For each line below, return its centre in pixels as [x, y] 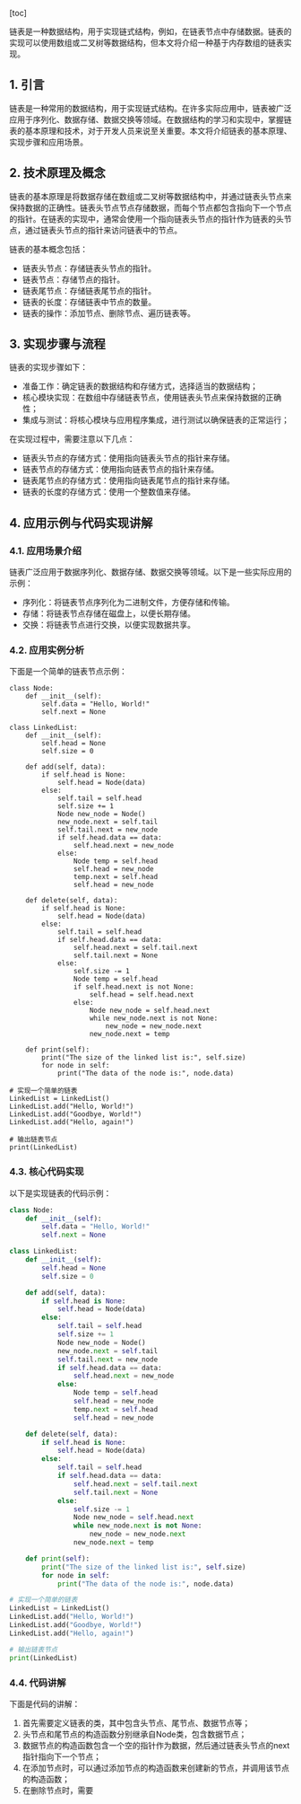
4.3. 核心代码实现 [47, 1172]
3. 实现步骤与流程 [57, 344]
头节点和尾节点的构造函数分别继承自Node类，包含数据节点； [134, 1734]
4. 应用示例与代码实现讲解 [81, 523]
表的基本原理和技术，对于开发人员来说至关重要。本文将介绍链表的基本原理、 [150, 130]
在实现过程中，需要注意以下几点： [72, 439]
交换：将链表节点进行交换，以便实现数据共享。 [108, 625]
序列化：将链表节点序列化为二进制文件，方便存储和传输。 [128, 603]
